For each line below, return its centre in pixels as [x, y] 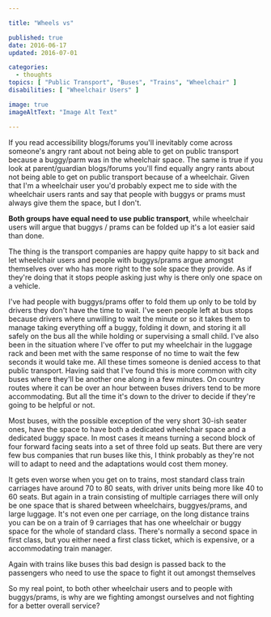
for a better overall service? [54, 606]
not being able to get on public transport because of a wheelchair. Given [129, 177]
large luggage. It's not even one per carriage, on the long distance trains [129, 514]
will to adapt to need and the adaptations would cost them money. [118, 464]
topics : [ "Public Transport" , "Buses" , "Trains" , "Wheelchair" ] [123, 83]
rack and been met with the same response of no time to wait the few [124, 353]
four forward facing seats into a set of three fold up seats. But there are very [135, 446]
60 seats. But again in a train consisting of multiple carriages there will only [133, 496]
